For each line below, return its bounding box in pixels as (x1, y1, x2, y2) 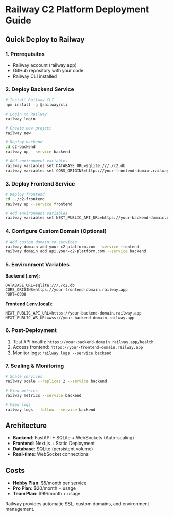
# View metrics (5, 388, 38, 393)
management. (5, 506, 35, 512)
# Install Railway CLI (5, 98, 54, 103)
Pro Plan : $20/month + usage (12, 485, 76, 491)
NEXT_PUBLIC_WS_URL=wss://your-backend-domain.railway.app (5, 315, 135, 320)
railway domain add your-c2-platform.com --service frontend (5, 244, 140, 249)
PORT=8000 (5, 291, 27, 297)
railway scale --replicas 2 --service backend (5, 379, 107, 384)
